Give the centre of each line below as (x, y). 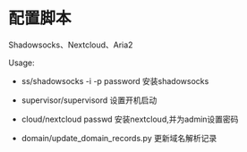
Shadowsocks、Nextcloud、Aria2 (71, 45)
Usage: (21, 63)
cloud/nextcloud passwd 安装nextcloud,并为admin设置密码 (130, 119)
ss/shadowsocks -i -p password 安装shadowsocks (115, 80)
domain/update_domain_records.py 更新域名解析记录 (119, 138)
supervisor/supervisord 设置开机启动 (89, 100)
